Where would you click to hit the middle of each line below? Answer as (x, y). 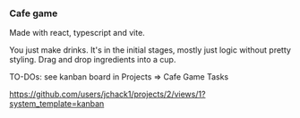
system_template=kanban (57, 104)
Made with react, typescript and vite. (77, 33)
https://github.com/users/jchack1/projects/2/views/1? (107, 94)
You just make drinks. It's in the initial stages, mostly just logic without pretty (150, 50)
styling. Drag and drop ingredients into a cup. (93, 60)
